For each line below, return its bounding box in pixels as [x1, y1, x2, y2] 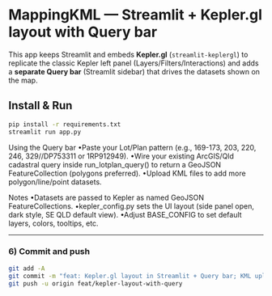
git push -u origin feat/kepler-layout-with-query [8, 279, 183, 288]
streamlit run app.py [8, 128, 82, 136]
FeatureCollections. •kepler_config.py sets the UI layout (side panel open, [8, 201, 255, 211]
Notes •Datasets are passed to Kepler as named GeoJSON [8, 192, 205, 202]
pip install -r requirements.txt [8, 120, 121, 129]
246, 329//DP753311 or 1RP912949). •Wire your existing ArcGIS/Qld [8, 151, 235, 161]
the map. [8, 75, 38, 85]
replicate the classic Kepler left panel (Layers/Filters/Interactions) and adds [8, 58, 259, 68]
